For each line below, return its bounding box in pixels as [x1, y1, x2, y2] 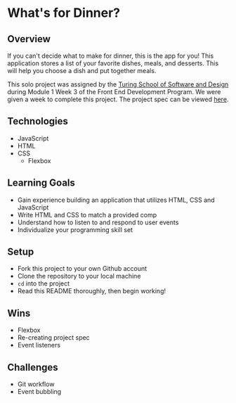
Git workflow [17, 380, 55, 388]
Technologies [7, 115, 69, 127]
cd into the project [17, 279, 70, 288]
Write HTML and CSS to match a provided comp [17, 210, 157, 219]
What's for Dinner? [7, 5, 121, 21]
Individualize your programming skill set [17, 225, 133, 234]
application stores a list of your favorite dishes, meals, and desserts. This [7, 59, 219, 68]
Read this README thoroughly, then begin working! [17, 287, 166, 295]
